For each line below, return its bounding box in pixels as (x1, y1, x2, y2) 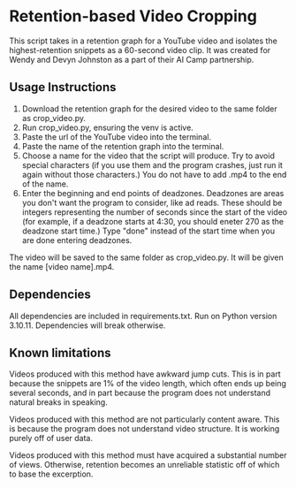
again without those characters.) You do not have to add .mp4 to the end (21, 169, 287, 179)
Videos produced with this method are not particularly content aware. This (9, 414, 280, 425)
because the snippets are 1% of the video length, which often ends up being (9, 378, 287, 389)
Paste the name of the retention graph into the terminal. (21, 141, 224, 151)
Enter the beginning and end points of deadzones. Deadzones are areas (21, 187, 285, 198)
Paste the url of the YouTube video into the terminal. (21, 131, 212, 142)
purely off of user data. (9, 433, 93, 444)
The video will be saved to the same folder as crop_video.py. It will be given (9, 252, 285, 263)
